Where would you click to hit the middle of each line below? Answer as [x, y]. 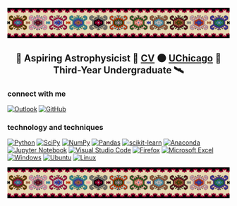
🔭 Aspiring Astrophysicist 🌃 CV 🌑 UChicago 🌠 [119, 58]
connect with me [37, 94]
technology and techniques [55, 128]
